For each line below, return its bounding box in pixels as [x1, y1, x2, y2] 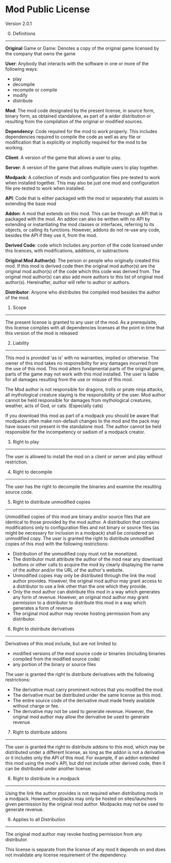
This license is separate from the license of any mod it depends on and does [5, 846, 166, 852]
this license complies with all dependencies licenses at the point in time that [5, 324, 164, 330]
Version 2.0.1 [5, 20, 32, 27]
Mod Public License [5, 4, 90, 15]
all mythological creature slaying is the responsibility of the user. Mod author [5, 391, 166, 397]
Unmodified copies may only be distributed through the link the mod [12, 572, 156, 579]
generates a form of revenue [12, 605, 73, 611]
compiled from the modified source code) [12, 656, 100, 662]
